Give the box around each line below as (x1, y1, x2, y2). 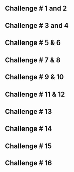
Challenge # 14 (5, 124, 52, 133)
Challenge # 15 (5, 142, 52, 150)
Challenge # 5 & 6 (5, 38, 61, 47)
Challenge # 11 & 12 (5, 90, 65, 99)
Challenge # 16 (5, 159, 52, 167)
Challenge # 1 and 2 (5, 4, 67, 13)
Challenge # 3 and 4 (5, 21, 69, 30)
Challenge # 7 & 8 (5, 56, 61, 64)
